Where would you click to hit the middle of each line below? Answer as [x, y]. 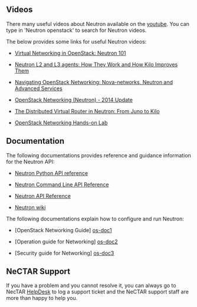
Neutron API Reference [42, 196]
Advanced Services [39, 88]
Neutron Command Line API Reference [62, 184]
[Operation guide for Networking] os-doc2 [66, 242]
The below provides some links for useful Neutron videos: [76, 41]
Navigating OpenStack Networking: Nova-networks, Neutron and [93, 82]
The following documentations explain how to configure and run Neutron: [95, 219]
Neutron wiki [30, 207]
